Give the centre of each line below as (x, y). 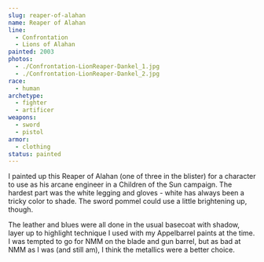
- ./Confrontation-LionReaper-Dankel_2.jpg (87, 74)
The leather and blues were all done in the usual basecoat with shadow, (124, 225)
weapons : (22, 118)
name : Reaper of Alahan (47, 23)
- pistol (29, 132)
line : (17, 30)
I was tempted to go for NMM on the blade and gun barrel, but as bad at (125, 242)
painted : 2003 (31, 52)
